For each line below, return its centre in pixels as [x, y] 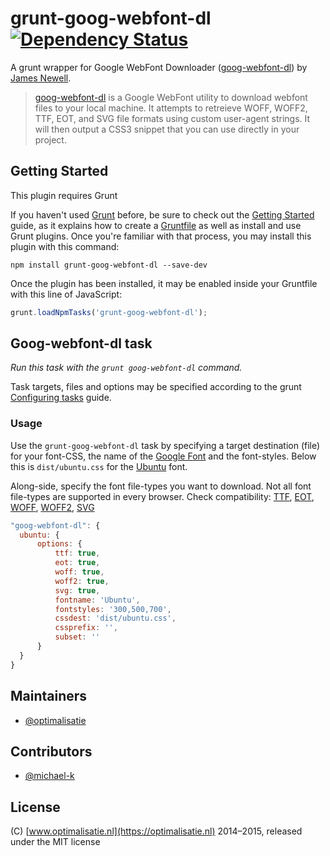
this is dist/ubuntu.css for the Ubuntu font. [99, 466]
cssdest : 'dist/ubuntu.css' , [115, 618]
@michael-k [49, 776]
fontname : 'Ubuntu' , [97, 600]
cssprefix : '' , [86, 628]
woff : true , [79, 572]
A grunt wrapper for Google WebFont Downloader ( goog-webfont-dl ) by [159, 67]
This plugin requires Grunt [64, 195]
